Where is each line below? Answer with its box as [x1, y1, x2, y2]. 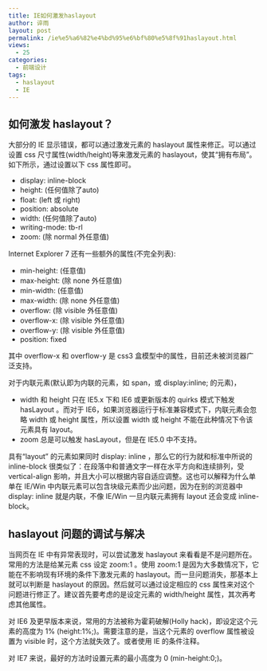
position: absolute [19, 204, 79, 214]
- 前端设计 [15, 64, 47, 72]
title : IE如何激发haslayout [8, 11, 97, 20]
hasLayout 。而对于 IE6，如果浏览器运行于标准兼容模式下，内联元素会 [19, 405, 250, 414]
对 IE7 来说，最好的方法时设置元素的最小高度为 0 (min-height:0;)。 [8, 653, 227, 662]
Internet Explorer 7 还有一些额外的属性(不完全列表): [8, 249, 177, 259]
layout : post [8, 26, 52, 34]
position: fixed [19, 335, 67, 344]
